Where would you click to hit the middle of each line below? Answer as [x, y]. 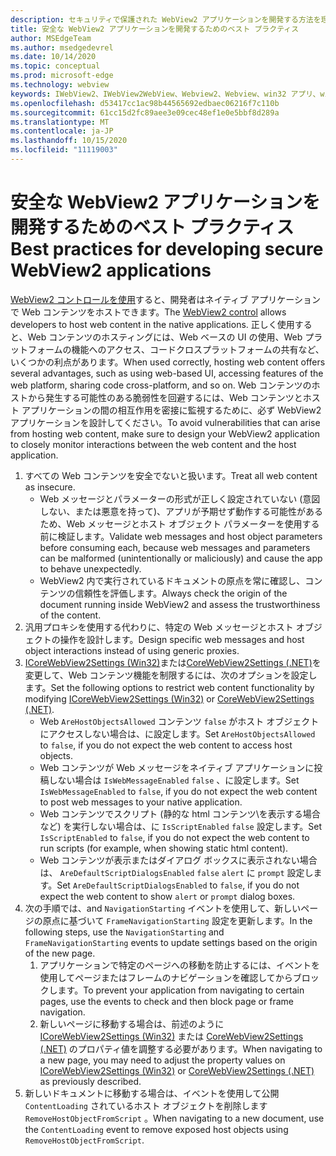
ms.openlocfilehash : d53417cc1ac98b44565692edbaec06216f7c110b [145, 103]
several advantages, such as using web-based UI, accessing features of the [167, 373]
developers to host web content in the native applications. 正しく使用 [152, 324]
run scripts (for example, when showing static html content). [164, 848]
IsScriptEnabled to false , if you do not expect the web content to [174, 837]
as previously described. [90, 1081]
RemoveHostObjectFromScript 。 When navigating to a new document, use [174, 1118]
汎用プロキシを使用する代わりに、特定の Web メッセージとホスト [159, 627]
